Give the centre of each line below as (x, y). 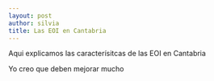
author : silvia (34, 23)
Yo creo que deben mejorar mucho (66, 69)
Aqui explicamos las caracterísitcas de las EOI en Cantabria (107, 54)
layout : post (30, 16)
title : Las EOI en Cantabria (57, 30)
